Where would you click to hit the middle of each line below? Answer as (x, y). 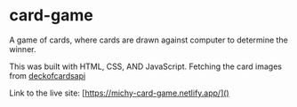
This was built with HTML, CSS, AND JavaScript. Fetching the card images (146, 66)
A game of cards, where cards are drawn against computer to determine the (149, 40)
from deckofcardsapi (48, 75)
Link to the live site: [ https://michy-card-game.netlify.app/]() (119, 93)
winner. (23, 49)
